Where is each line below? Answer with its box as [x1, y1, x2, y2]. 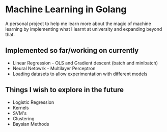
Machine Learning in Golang [5, 4, 127, 15]
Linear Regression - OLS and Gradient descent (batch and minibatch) [12, 60, 158, 66]
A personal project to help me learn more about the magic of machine [5, 20, 151, 27]
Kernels [12, 104, 29, 111]
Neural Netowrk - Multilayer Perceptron [12, 65, 96, 71]
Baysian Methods [12, 121, 49, 127]
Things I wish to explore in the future [5, 85, 124, 94]
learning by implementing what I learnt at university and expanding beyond [5, 26, 162, 32]
